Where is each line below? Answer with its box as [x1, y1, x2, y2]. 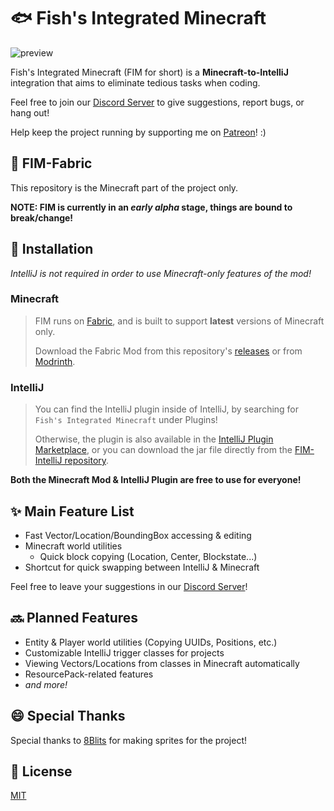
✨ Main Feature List [10, 503, 135, 520]
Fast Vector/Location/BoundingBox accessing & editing [24, 529, 252, 541]
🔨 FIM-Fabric [10, 155, 93, 172]
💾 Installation [10, 241, 94, 258]
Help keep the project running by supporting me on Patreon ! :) [10, 126, 267, 138]
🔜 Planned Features [10, 610, 139, 627]
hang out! [10, 106, 50, 119]
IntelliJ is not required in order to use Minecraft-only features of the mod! [10, 267, 312, 279]
